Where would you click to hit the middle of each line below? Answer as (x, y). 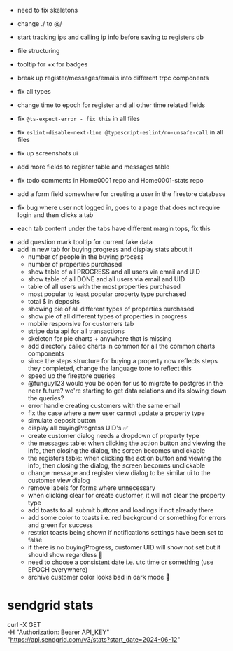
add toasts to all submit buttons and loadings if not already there (121, 510)
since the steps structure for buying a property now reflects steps (123, 361)
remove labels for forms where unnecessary (92, 488)
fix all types (34, 91)
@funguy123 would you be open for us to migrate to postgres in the (125, 383)
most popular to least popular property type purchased (107, 294)
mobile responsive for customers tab (81, 324)
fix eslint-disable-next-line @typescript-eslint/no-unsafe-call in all (120, 132)
